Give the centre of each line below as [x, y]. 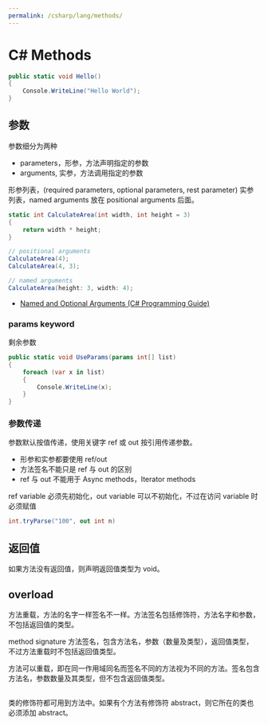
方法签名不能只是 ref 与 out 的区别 [76, 469]
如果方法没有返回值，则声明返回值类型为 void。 [86, 569]
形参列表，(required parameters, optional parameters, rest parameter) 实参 [131, 190]
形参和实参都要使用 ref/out [63, 460]
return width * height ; [62, 229]
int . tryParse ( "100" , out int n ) [62, 521]
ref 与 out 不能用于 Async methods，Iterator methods [108, 480]
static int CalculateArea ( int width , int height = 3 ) [100, 215]
